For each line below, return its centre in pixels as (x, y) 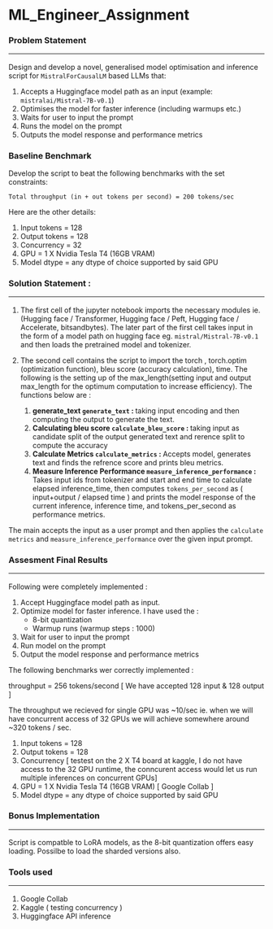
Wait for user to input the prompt (75, 637)
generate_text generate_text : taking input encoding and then (136, 410)
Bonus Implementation (54, 816)
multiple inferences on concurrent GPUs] (89, 778)
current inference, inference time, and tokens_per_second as (134, 505)
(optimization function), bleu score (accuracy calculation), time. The (134, 369)
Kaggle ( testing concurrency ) (71, 907)
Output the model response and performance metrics (109, 654)
